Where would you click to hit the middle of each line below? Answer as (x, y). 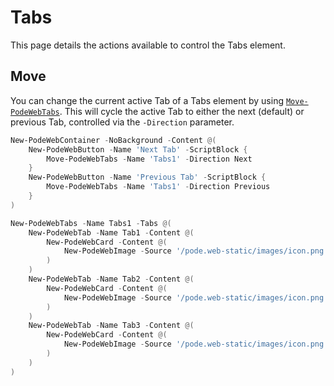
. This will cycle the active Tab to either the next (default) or (182, 111)
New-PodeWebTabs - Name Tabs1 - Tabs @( (91, 223)
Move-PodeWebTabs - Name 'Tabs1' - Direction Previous (158, 187)
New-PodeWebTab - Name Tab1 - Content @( (111, 232)
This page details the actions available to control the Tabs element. (148, 45)
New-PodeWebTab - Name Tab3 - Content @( (111, 326)
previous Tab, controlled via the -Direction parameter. (122, 122)
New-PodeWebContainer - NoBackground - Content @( (113, 140)
